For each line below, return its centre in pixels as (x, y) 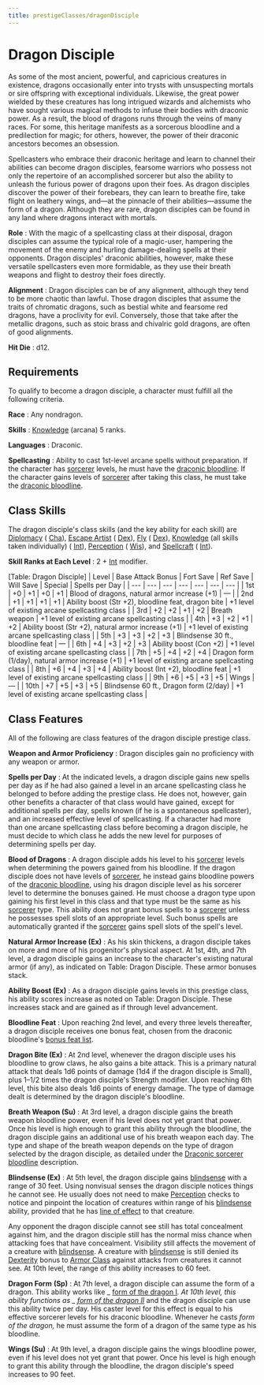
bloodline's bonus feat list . (51, 1039)
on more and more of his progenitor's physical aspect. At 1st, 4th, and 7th (127, 950)
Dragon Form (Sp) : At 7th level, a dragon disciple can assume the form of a (131, 1284)
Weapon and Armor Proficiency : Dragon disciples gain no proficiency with (131, 753)
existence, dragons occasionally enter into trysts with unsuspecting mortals (131, 84)
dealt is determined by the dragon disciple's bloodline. (97, 1097)
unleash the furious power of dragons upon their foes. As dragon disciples (129, 184)
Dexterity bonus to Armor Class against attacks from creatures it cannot (125, 1260)
